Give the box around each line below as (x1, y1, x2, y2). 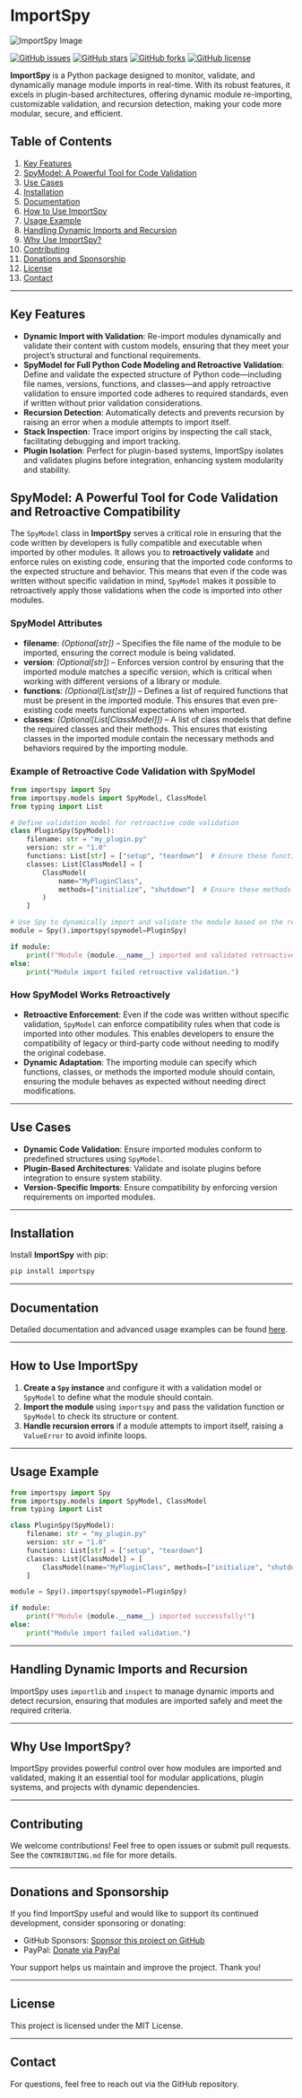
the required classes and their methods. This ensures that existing (22, 724, 268, 734)
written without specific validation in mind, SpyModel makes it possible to (10, 575, 277, 586)
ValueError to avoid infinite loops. (22, 1429, 148, 1441)
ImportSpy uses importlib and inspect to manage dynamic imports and (10, 1685, 274, 1697)
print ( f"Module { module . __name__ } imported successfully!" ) (26, 1612, 255, 1621)
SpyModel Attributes (10, 617, 103, 629)
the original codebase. (22, 1047, 107, 1058)
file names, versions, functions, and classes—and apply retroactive (22, 378, 272, 389)
